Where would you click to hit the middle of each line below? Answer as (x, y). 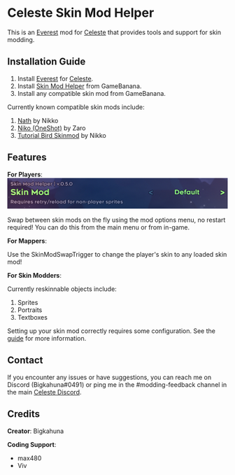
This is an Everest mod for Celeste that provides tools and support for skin (114, 32)
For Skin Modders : (34, 275)
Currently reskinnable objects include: (62, 289)
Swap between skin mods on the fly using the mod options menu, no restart (116, 220)
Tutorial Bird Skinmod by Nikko (62, 135)
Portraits (30, 310)
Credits (24, 414)
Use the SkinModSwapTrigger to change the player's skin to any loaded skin (117, 254)
